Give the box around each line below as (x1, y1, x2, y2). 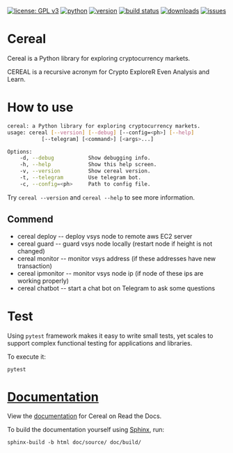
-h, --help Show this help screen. (19, 161, 157, 168)
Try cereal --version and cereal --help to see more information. (7, 193, 195, 202)
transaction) (17, 262, 52, 270)
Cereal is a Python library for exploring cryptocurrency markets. (7, 54, 191, 62)
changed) (17, 246, 45, 255)
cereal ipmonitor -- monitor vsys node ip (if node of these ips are (17, 269, 204, 277)
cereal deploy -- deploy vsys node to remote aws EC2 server (17, 232, 193, 240)
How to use (7, 100, 74, 115)
